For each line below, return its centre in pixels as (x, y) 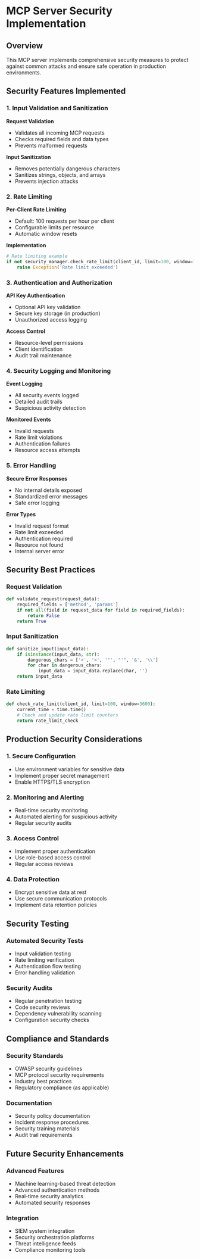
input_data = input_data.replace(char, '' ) (93, 671)
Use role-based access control (53, 858)
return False (44, 616)
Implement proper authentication (55, 851)
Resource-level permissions (49, 342)
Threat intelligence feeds (45, 1244)
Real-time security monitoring (51, 810)
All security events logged (47, 395)
